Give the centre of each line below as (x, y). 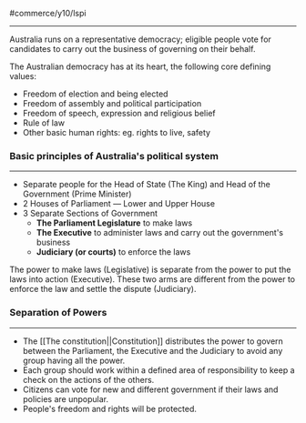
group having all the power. (74, 360)
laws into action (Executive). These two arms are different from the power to (153, 279)
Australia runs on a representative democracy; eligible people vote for (140, 39)
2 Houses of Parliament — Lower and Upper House (119, 204)
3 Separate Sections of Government (90, 214)
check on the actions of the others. (88, 379)
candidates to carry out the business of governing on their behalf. (133, 49)
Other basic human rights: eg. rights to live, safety (117, 132)
